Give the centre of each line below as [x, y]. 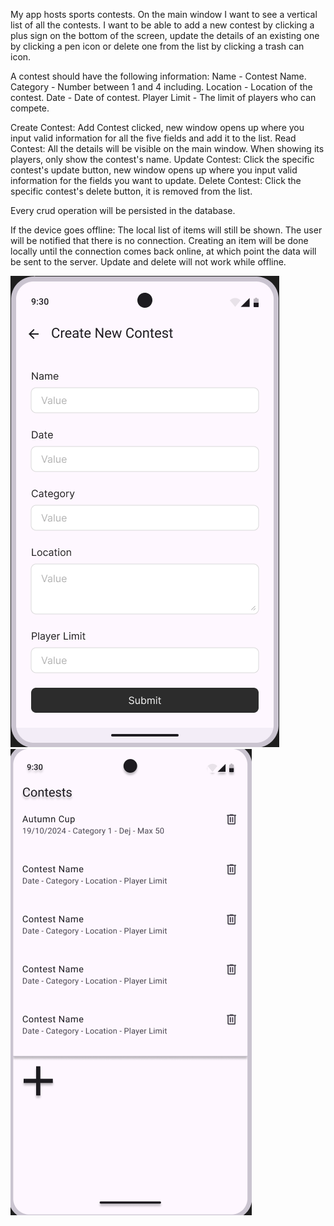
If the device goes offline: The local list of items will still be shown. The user [166, 230]
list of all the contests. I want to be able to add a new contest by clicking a [162, 25]
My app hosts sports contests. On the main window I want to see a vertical [164, 14]
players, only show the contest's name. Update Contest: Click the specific [162, 159]
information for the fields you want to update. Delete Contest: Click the [156, 180]
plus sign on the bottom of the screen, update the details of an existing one [165, 35]
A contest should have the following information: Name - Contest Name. [158, 76]
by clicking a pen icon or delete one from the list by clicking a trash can [157, 46]
